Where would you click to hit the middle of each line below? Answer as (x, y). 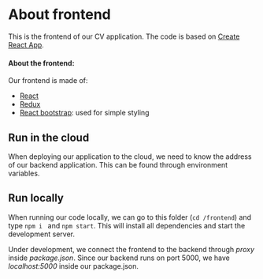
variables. (24, 173)
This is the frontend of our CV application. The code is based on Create (124, 36)
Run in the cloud (49, 137)
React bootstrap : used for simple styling (84, 113)
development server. (42, 234)
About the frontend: (41, 63)
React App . (26, 44)
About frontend (60, 15)
